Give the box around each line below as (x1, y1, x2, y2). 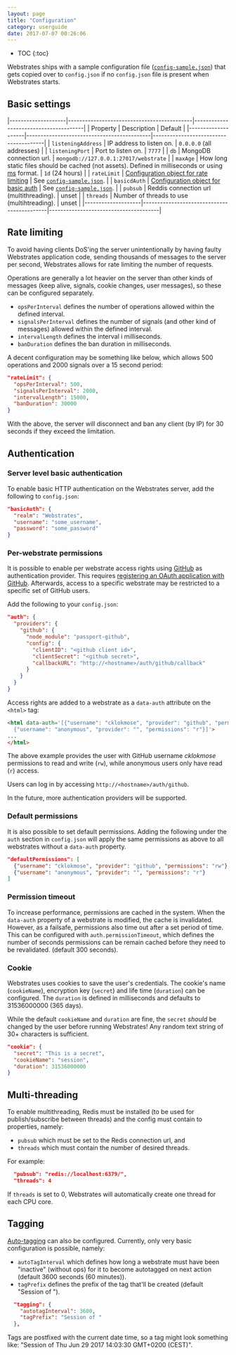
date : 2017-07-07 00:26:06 (7, 30, 86, 37)
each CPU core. (7, 1197, 53, 1205)
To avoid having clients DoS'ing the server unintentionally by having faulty (7, 245, 222, 254)
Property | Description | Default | (91, 124, 186, 133)
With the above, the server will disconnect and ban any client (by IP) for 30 (7, 419, 224, 428)
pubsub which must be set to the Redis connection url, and (17, 1136, 185, 1145)
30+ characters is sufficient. (7, 1030, 89, 1038)
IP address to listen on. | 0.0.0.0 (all (107, 139, 212, 148)
